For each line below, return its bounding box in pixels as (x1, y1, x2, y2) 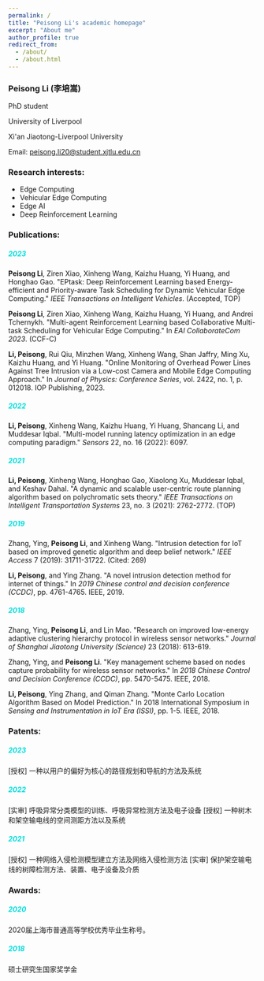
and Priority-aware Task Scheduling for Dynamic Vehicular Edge (36, 285, 246, 295)
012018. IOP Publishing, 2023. (8, 383, 105, 392)
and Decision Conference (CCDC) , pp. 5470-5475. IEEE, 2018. (8, 674, 210, 684)
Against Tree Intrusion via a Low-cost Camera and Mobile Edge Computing (8, 366, 251, 376)
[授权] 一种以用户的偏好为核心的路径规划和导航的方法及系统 (8, 766, 203, 776)
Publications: (8, 229, 61, 240)
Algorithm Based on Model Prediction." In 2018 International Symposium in (8, 698, 250, 708)
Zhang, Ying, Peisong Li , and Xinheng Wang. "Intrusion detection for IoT (8, 539, 243, 548)
